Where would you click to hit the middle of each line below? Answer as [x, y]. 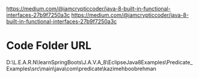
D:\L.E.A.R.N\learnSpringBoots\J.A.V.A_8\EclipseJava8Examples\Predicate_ [99, 62]
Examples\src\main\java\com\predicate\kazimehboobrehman [81, 68]
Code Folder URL [49, 46]
